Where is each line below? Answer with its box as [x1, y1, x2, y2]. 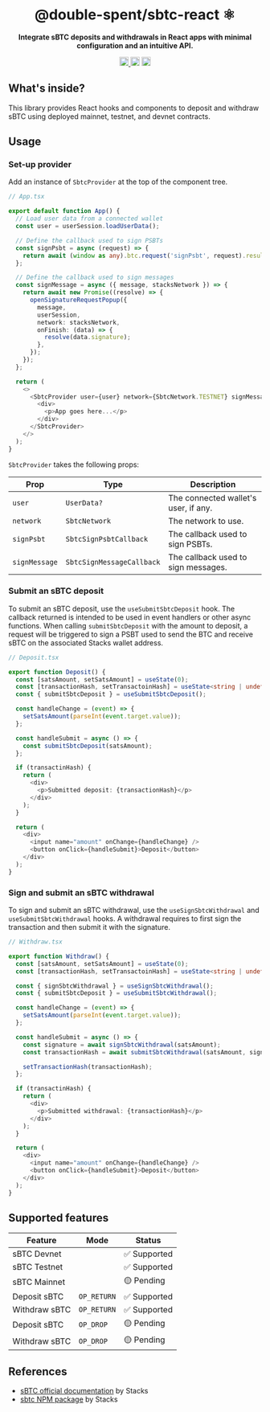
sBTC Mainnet [12, 1276, 66, 1287]
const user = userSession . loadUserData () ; [15, 223, 160, 231]
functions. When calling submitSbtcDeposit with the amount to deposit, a [8, 620, 248, 630]
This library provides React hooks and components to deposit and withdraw [8, 103, 260, 113]
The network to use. [168, 515, 244, 526]
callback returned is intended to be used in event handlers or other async [8, 612, 252, 622]
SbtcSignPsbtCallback [65, 534, 149, 543]
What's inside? [8, 82, 86, 96]
